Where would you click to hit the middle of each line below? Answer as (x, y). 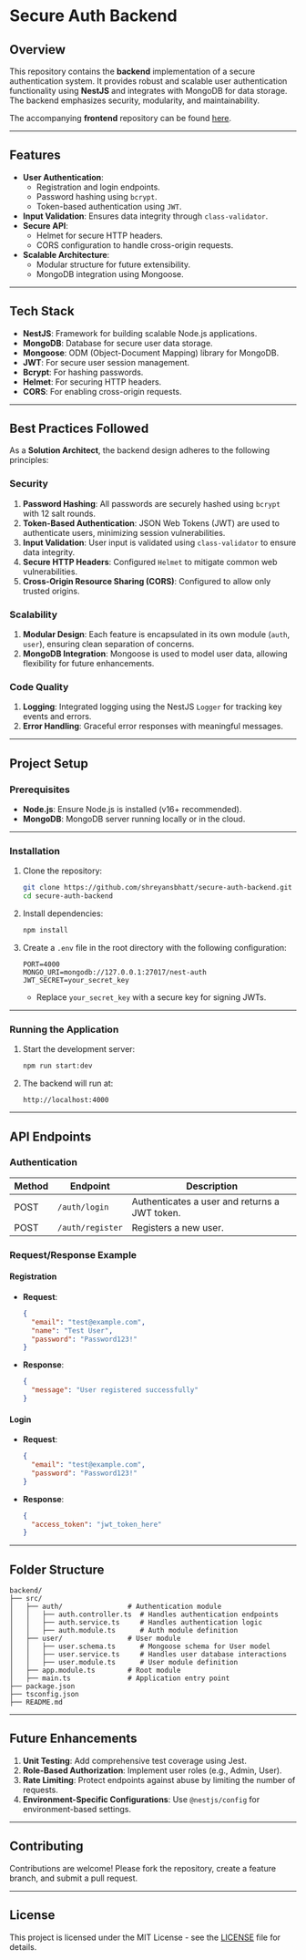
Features (35, 155)
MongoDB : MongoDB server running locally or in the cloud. (134, 819)
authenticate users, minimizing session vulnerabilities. (124, 532)
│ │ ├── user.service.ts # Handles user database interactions (148, 1655)
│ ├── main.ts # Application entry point (120, 1678)
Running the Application (64, 1029)
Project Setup (49, 763)
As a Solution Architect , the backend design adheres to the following (140, 450)
